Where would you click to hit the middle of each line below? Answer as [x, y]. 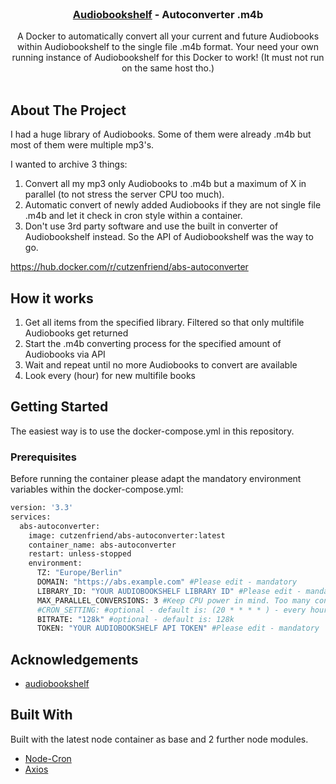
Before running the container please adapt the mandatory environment [156, 479]
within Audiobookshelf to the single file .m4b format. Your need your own [168, 47]
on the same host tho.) [168, 68]
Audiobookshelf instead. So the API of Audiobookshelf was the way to [169, 237]
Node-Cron [48, 758]
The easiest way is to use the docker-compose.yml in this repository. [152, 431]
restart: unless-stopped [80, 554]
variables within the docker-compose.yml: [97, 489]
